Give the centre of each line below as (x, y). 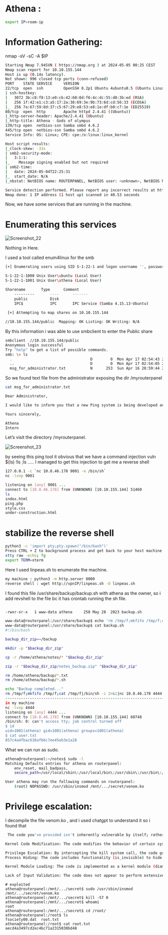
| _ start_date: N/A (27, 176)
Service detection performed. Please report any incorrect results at (80, 190)
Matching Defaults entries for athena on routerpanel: (63, 763)
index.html (16, 499)
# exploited (17, 885)
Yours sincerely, (23, 414)
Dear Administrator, (27, 396)
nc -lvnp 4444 (20, 707)
